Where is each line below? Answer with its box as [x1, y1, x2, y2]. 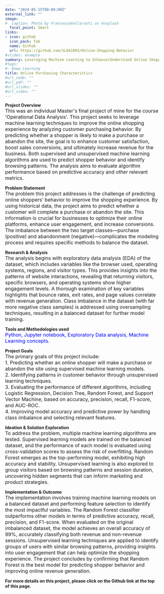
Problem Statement [5, 185, 45, 191]
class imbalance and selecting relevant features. [5, 414, 116, 421]
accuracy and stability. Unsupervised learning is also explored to [5, 461, 154, 467]
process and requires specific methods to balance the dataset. [5, 239, 149, 246]
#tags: [5, 62, 19, 66]
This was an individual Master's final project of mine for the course [5, 108, 159, 114]
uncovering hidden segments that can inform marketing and [5, 473, 143, 480]
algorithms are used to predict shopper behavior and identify [5, 156, 145, 163]
